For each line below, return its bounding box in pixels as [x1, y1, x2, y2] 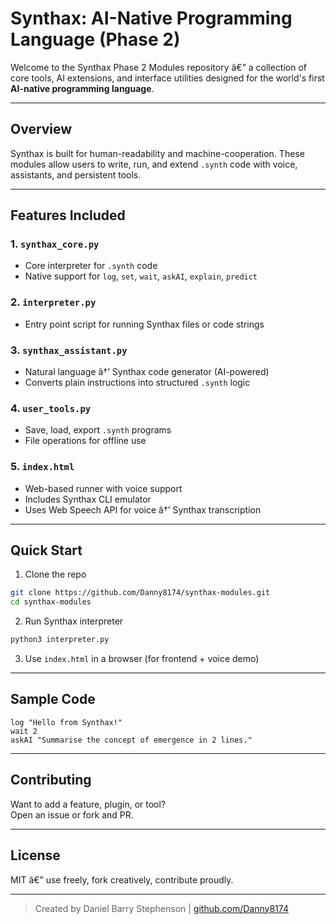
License [10, 847, 61, 864]
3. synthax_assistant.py [10, 343, 128, 357]
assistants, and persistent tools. [10, 168, 142, 181]
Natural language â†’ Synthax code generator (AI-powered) [24, 366, 270, 378]
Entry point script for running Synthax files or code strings [24, 318, 265, 330]
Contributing [10, 772, 92, 789]
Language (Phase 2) [10, 28, 181, 51]
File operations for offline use [24, 435, 147, 447]
